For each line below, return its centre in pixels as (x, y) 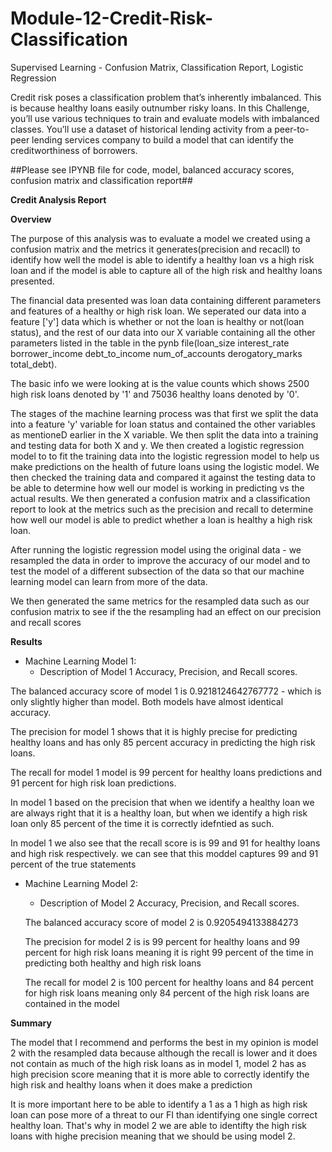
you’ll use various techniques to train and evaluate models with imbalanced (165, 118)
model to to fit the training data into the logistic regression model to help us (165, 456)
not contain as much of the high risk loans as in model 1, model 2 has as (158, 1063)
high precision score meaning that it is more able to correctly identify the (160, 1074)
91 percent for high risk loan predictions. (93, 783)
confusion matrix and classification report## (101, 180)
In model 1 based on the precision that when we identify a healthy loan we (162, 802)
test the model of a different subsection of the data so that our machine (157, 571)
